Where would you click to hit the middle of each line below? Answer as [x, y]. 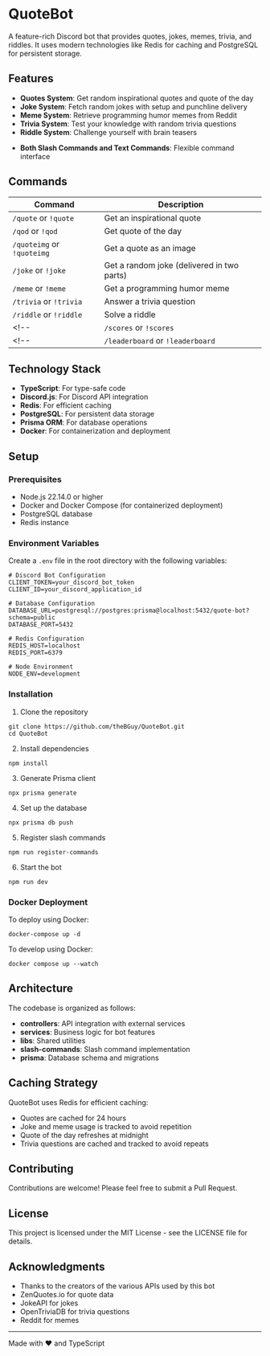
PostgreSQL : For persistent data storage [87, 414]
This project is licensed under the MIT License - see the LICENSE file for [128, 1233]
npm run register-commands [53, 852]
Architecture [41, 989]
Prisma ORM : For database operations [84, 422]
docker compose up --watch [53, 964]
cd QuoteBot [28, 733]
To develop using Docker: [51, 949]
